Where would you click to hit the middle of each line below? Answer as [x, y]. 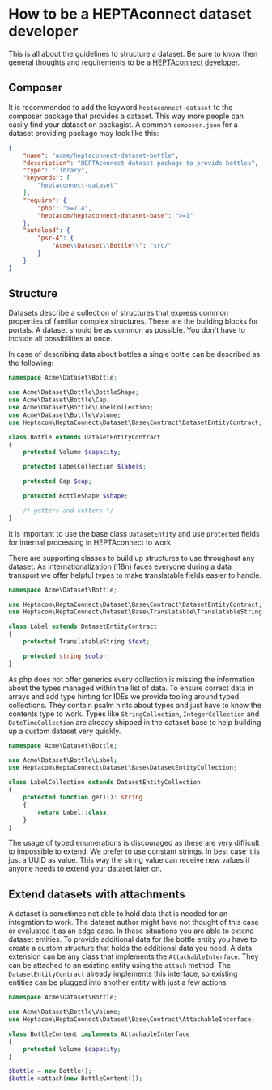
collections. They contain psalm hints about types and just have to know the [135, 705]
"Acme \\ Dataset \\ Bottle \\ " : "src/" [112, 246]
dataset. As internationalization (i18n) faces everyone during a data [120, 566]
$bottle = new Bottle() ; [50, 1071]
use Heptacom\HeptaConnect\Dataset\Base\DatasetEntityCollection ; [123, 768]
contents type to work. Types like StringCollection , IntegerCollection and [134, 714]
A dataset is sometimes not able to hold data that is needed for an [118, 914]
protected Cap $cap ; [57, 481]
